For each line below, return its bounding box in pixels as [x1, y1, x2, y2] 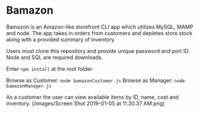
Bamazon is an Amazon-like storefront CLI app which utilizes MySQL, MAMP [6, 23, 194, 30]
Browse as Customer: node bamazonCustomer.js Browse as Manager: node [6, 77, 185, 84]
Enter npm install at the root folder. [6, 65, 94, 72]
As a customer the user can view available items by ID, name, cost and [6, 93, 179, 101]
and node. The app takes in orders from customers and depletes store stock [6, 29, 193, 36]
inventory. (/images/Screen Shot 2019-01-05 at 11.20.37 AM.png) [6, 99, 165, 107]
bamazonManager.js [6, 83, 52, 89]
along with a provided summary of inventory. [6, 36, 116, 43]
